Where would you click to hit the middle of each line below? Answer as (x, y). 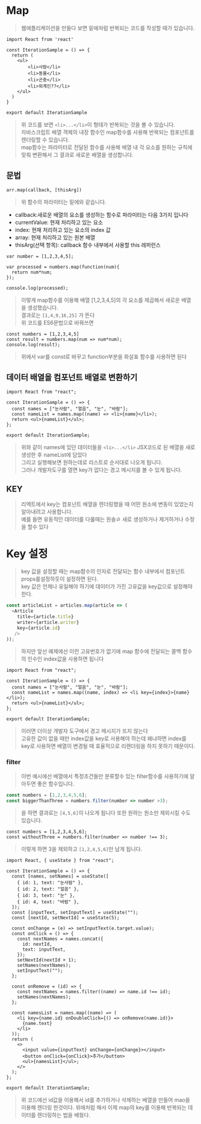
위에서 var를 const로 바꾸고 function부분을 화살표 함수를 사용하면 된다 (104, 356)
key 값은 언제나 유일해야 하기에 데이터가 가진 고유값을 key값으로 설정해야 (107, 587)
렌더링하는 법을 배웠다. (64, 1115)
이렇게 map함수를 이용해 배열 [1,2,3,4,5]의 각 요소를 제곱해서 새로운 (100, 300)
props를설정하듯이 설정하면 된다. (60, 579)
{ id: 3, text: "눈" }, (46, 896)
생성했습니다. (43, 307)
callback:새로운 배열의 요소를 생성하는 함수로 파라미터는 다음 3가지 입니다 (101, 214)
